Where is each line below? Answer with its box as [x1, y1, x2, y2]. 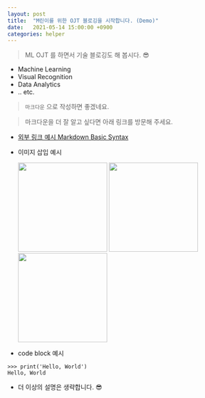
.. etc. [17, 88, 35, 96]
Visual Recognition [17, 73, 73, 81]
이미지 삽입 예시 [17, 148, 62, 157]
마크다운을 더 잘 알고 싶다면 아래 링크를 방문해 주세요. [24, 118, 173, 126]
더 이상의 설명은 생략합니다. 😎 [17, 383, 102, 392]
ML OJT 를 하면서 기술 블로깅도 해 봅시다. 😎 [24, 51, 149, 59]
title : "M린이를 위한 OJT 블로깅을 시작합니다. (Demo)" [7, 17, 159, 24]
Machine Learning [17, 65, 71, 73]
